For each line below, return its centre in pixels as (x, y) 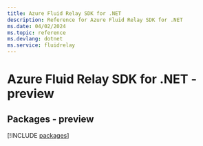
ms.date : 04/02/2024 (37, 26)
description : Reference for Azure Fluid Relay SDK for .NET (95, 20)
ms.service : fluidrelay (41, 45)
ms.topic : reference (37, 33)
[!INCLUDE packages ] (38, 135)
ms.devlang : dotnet (35, 39)
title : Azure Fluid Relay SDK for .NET (64, 13)
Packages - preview (51, 119)
